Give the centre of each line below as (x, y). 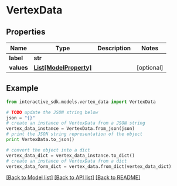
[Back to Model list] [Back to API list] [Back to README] (73, 178)
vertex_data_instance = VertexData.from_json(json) (70, 129)
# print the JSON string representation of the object (74, 134)
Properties (26, 32)
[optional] (150, 68)
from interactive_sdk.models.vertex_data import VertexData (81, 102)
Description (114, 48)
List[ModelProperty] (63, 68)
